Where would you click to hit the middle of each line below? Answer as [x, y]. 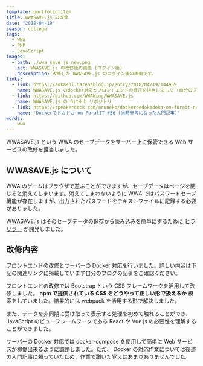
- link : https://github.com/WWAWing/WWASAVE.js [73, 96]
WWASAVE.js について [49, 170]
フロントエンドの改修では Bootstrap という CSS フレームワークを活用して [98, 286]
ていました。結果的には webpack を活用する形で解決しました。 [101, 301]
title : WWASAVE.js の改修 [37, 17]
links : [14, 79]
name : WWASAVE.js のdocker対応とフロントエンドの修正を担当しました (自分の [105, 90]
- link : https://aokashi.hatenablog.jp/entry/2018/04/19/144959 [94, 85]
